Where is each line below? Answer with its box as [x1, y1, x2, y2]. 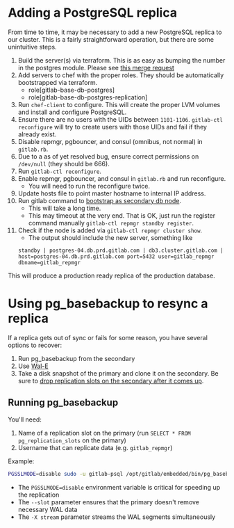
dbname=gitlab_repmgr [17, 259, 81, 266]
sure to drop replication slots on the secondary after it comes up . [17, 376, 204, 385]
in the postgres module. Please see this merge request [17, 63, 174, 72]
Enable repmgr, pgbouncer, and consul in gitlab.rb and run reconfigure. [17, 174, 226, 182]
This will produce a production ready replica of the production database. [8, 271, 215, 280]
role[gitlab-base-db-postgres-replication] [28, 93, 148, 102]
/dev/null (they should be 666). [17, 159, 110, 168]
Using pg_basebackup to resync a [8, 296, 208, 312]
